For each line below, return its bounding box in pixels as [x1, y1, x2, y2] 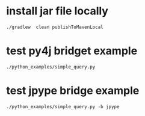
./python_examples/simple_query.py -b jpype [6, 103, 120, 109]
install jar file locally [6, 4, 108, 18]
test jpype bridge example [6, 84, 140, 97]
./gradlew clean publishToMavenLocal [6, 24, 103, 30]
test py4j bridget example [6, 44, 138, 58]
